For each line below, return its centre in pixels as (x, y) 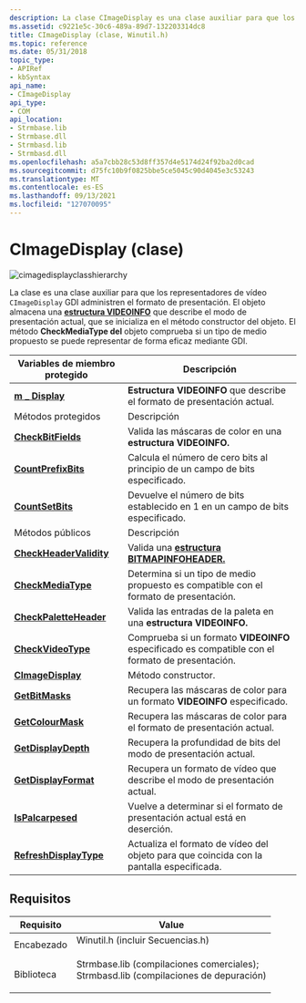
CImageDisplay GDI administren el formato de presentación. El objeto (138, 302)
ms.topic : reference (49, 43)
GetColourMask (49, 721)
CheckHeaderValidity (61, 553)
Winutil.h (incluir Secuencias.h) (143, 940)
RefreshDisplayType (59, 855)
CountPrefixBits (49, 469)
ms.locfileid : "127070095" (61, 205)
